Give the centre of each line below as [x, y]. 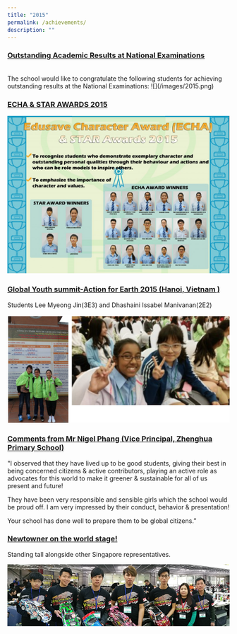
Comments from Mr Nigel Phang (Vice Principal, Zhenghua [110, 439]
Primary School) [36, 448]
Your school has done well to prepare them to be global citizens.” [102, 521]
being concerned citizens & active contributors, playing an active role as [112, 471]
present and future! [35, 485]
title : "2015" [28, 15]
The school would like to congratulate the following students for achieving [115, 79]
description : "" [31, 30]
